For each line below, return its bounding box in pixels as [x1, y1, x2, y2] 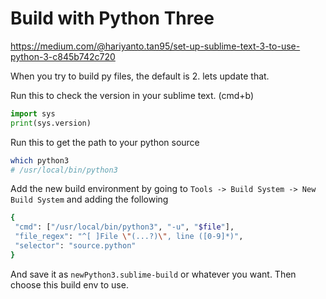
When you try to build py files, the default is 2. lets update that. [10, 70, 270, 82]
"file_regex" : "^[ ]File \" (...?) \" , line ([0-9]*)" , [14, 232, 244, 242]
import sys [10, 108, 56, 119]
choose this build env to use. [10, 278, 129, 291]
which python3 [10, 155, 70, 166]
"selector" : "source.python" [14, 241, 137, 251]
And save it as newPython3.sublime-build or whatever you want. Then [10, 268, 297, 280]
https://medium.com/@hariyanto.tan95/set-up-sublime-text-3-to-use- [10, 40, 301, 52]
